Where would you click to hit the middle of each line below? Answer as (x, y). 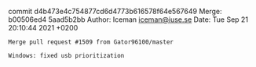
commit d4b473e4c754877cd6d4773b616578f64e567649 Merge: (115, 11)
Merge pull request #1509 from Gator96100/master (91, 42)
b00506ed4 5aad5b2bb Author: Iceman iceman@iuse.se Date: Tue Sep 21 (128, 19)
